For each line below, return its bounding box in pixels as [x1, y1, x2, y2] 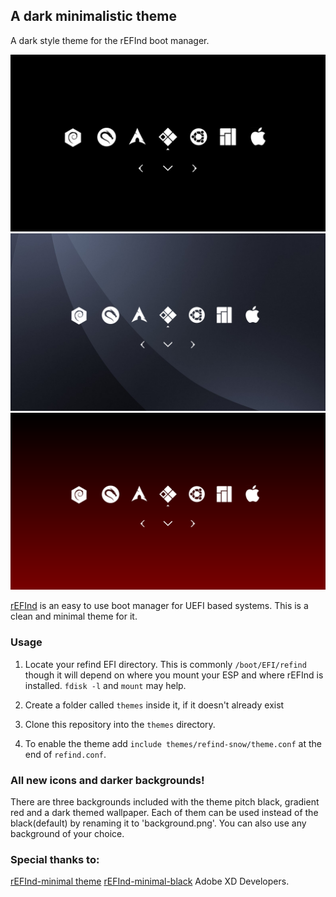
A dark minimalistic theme [10, 8, 177, 25]
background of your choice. [10, 827, 125, 839]
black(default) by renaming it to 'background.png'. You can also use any [10, 817, 307, 829]
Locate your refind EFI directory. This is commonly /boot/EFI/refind [24, 658, 307, 670]
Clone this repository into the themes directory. [24, 718, 216, 730]
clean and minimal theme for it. [10, 610, 138, 623]
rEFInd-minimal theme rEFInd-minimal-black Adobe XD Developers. [10, 875, 290, 888]
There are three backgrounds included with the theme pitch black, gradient [10, 795, 320, 808]
